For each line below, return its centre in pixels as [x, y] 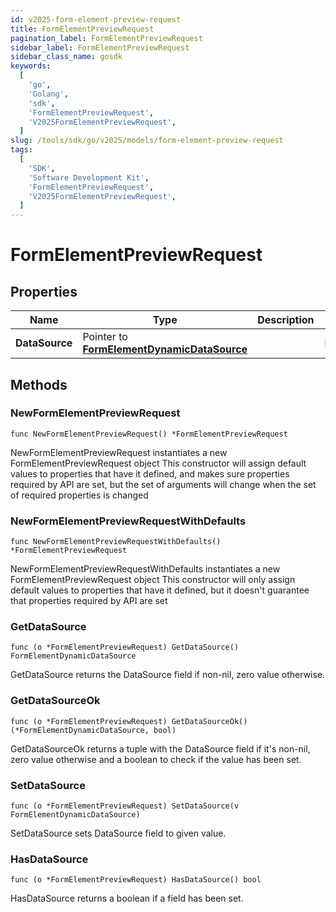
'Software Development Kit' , [89, 177]
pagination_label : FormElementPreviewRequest [106, 38]
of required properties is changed [79, 495]
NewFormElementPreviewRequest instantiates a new [119, 452]
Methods [39, 384]
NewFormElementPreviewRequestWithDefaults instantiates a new [145, 569]
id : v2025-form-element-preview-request [96, 19]
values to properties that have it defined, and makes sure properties [150, 473]
